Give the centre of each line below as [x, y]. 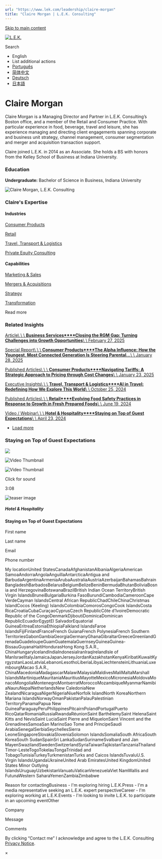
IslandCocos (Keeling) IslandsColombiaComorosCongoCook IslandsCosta [79, 606]
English [19, 56]
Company [15, 810]
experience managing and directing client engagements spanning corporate [81, 132]
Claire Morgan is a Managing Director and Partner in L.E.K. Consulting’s [76, 116]
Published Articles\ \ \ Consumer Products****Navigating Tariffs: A [74, 370]
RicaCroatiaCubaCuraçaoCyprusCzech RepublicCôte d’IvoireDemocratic [77, 611]
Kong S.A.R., [86, 647]
